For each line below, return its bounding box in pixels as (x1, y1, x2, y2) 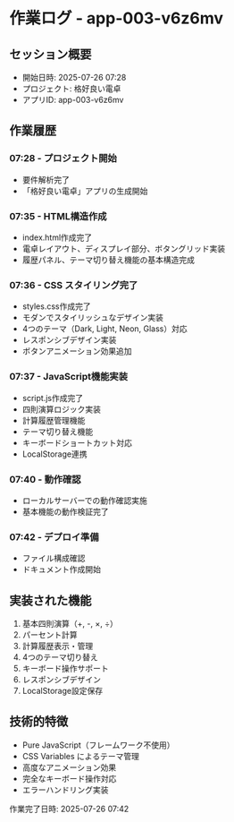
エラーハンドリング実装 (21, 784, 109, 795)
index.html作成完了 (21, 232, 93, 243)
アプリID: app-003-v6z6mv (21, 95, 124, 105)
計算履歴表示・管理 (21, 640, 94, 651)
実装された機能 (9, 593, 92, 608)
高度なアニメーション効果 (21, 762, 117, 773)
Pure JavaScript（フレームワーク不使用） (21, 740, 175, 750)
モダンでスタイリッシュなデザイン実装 (21, 313, 163, 323)
